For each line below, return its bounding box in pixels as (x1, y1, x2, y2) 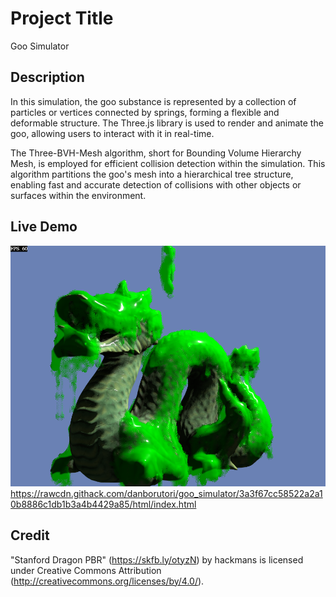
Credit (10, 527, 50, 544)
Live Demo (10, 218, 78, 236)
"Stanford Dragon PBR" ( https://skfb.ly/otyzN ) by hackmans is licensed (10, 553, 304, 566)
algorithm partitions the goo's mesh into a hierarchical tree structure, (10, 168, 294, 180)
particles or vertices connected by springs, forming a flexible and (10, 106, 280, 118)
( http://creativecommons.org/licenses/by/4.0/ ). (10, 575, 205, 587)
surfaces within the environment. (10, 189, 147, 201)
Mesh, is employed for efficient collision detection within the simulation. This (10, 157, 326, 169)
